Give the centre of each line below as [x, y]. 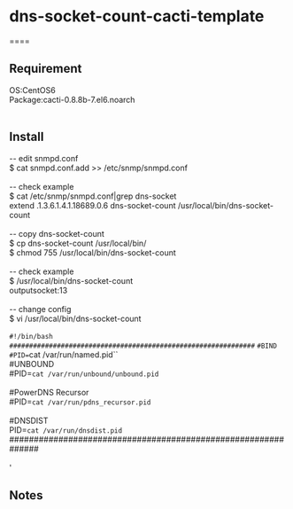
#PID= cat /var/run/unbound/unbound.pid [84, 373]
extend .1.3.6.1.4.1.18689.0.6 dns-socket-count [93, 205]
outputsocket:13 [39, 290]
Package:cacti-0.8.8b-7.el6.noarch [72, 99]
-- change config [40, 309]
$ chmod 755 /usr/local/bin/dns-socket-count [93, 252]
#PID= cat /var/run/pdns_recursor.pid [80, 402]
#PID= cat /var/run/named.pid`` [64, 354]
